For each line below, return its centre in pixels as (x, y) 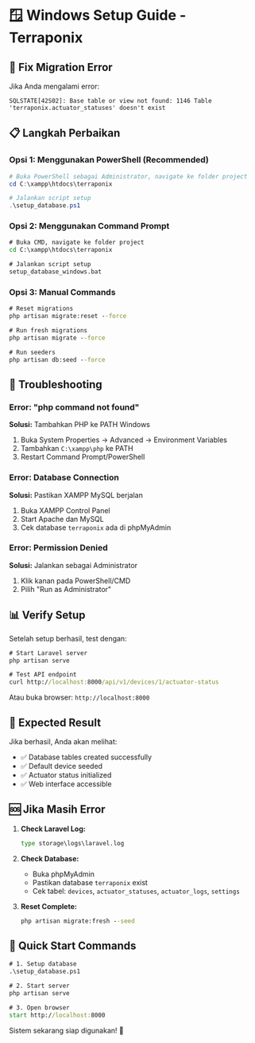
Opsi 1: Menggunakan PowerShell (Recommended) (109, 160)
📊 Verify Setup (47, 616)
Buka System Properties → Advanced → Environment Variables (124, 440)
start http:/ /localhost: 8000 (57, 1015)
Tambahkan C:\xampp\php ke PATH (77, 449)
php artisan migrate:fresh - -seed (77, 921)
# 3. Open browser (39, 1008)
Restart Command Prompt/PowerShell (83, 457)
